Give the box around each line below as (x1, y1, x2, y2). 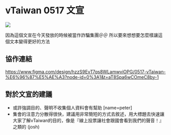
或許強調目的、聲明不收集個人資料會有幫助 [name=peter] (12, 104, 132, 111)
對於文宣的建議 (5, 90, 52, 99)
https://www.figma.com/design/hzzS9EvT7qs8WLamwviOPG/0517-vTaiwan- (5, 68, 166, 74)
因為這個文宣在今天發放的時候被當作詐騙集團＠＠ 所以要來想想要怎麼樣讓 (5, 32, 158, 38)
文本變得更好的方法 (9, 38, 50, 44)
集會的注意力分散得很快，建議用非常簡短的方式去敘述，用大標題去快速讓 (12, 111, 164, 117)
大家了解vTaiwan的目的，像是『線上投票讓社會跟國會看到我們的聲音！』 (12, 117, 164, 123)
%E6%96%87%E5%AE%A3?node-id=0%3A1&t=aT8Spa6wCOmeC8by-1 (5, 74, 159, 80)
